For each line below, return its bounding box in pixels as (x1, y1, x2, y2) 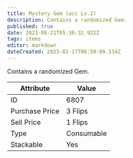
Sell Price (10, 117, 41, 127)
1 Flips (66, 117, 88, 127)
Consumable (66, 128, 108, 138)
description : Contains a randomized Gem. (7, 16, 128, 23)
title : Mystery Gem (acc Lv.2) (7, 10, 97, 17)
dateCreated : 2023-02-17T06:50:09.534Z (7, 49, 121, 56)
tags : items (7, 36, 41, 43)
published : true (7, 23, 53, 30)
